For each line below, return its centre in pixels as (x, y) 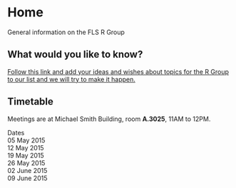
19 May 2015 (26, 155)
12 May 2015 (26, 147)
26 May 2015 (26, 163)
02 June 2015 (27, 170)
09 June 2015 (27, 178)
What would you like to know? (75, 54)
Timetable (30, 101)
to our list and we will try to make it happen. (71, 79)
